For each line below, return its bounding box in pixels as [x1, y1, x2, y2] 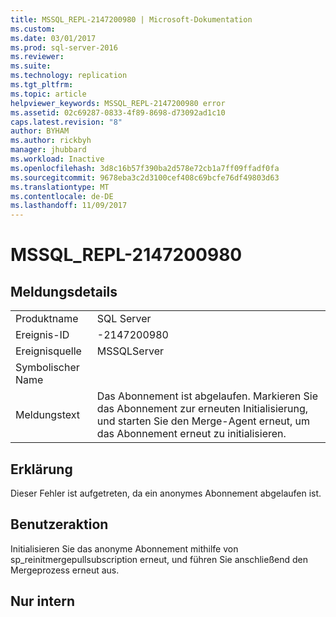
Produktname [15, 312, 79, 326]
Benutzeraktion [10, 516, 109, 533]
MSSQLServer [96, 344, 164, 358]
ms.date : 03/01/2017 [10, 33, 97, 43]
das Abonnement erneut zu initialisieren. [96, 427, 287, 441]
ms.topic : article [10, 89, 87, 99]
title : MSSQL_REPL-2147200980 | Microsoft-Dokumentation [10, 14, 253, 25]
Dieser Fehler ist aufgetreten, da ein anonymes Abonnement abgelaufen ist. [10, 487, 322, 499]
